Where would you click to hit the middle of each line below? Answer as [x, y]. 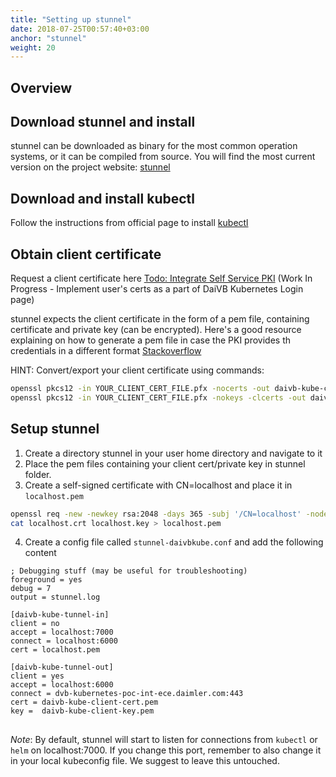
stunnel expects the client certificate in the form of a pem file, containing [160, 319]
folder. [38, 474]
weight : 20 [33, 47]
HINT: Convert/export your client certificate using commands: [137, 370]
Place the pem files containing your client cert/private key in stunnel [165, 463]
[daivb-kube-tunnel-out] [62, 667]
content [40, 553]
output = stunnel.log [55, 597]
